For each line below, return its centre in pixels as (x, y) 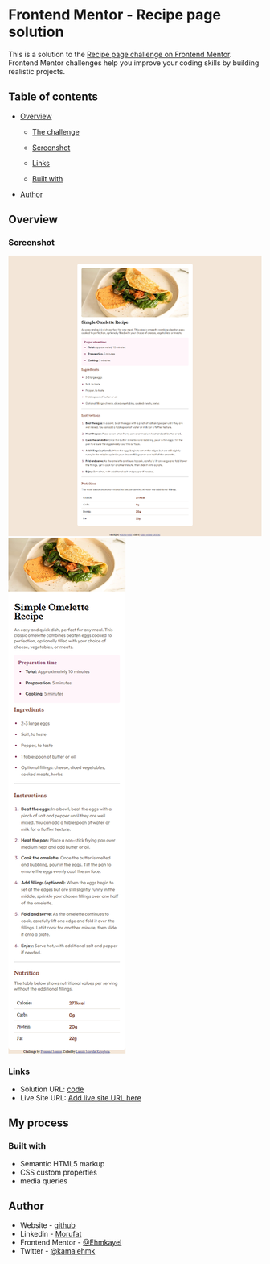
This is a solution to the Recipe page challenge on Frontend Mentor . (120, 54)
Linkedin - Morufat (51, 1234)
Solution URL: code (52, 1089)
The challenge (56, 131)
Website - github (48, 1225)
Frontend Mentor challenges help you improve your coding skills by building (134, 63)
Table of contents (53, 97)
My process (39, 1123)
